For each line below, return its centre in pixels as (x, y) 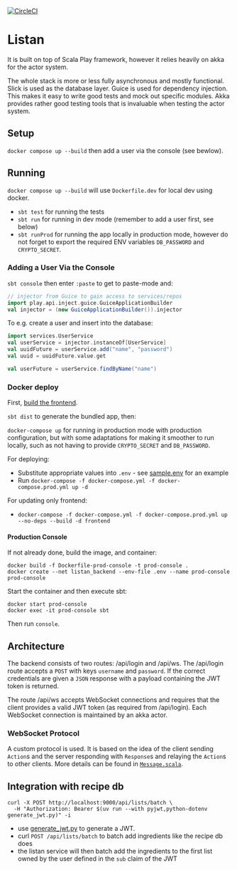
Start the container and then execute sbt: (67, 592)
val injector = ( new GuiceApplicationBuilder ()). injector (95, 310)
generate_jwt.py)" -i (39, 815)
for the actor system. (38, 67)
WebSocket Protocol (44, 733)
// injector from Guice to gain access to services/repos (95, 296)
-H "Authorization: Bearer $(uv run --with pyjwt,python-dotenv (111, 809)
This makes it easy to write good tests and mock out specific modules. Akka (118, 95)
